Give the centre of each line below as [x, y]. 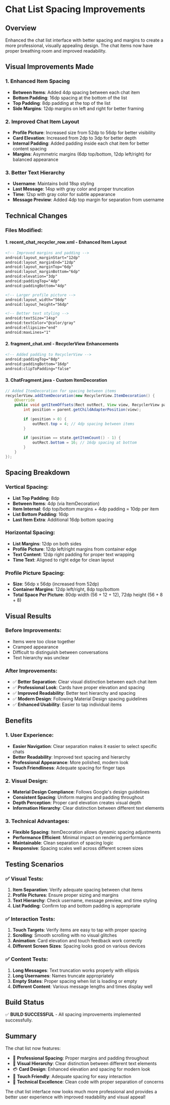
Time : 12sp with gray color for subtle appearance [64, 194]
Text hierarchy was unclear [41, 657]
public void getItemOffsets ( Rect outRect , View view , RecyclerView [87, 405]
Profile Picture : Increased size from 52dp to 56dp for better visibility [84, 132]
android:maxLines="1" [28, 332]
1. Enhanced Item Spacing [37, 81]
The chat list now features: [33, 1048]
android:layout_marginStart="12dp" [43, 258]
